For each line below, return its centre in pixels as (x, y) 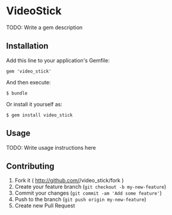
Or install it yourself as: (34, 104)
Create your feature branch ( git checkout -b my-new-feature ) (90, 187)
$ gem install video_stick (39, 115)
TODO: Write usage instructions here (51, 147)
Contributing (30, 166)
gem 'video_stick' (29, 71)
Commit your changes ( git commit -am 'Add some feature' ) (88, 193)
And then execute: (28, 82)
